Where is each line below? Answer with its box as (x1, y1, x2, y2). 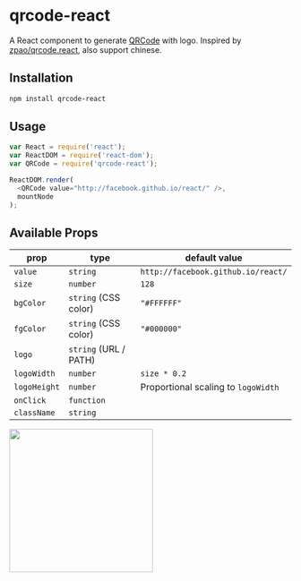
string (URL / (68, 343, 125, 355)
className (13, 408, 56, 418)
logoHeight (13, 382, 60, 392)
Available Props (9, 225, 99, 240)
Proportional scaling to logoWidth (140, 381, 279, 394)
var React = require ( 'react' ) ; (9, 142, 126, 152)
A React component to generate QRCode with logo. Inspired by (9, 35, 242, 46)
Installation (9, 71, 73, 86)
